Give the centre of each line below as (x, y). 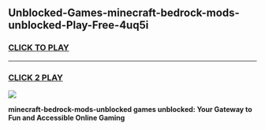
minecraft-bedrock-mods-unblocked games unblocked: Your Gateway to (130, 109)
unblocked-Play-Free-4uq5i (78, 26)
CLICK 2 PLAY (35, 77)
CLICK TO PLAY (39, 48)
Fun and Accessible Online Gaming (67, 117)
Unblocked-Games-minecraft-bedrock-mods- (124, 13)
